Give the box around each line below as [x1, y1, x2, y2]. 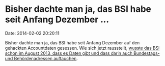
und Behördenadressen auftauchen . [5, 55, 78, 61]
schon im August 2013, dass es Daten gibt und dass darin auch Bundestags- [5, 50, 160, 56]
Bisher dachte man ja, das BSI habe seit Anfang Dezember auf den [5, 39, 140, 45]
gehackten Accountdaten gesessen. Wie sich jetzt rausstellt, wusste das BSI [5, 45, 160, 51]
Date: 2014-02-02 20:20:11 [5, 30, 60, 36]
